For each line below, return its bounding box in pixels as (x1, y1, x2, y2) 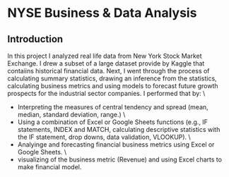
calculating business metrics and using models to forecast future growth (7, 82, 218, 90)
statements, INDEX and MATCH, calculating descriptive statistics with (17, 126, 221, 133)
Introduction (7, 33, 64, 45)
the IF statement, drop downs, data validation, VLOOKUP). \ (17, 133, 191, 141)
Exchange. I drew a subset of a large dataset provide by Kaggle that (7, 59, 205, 68)
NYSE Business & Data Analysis (7, 5, 197, 21)
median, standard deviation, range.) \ (17, 111, 126, 118)
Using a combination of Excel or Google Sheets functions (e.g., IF (17, 118, 209, 126)
